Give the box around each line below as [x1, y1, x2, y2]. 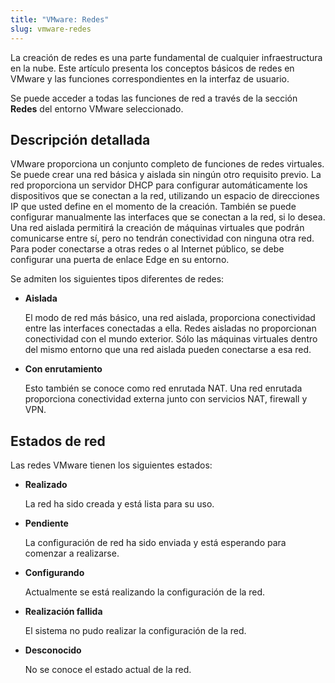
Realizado [24, 479, 68, 491]
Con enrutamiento [24, 363, 103, 375]
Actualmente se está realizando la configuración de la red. [24, 586, 266, 598]
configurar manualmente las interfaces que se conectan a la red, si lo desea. [10, 211, 326, 223]
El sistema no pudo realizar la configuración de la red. [24, 625, 247, 637]
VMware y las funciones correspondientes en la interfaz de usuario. [10, 72, 290, 85]
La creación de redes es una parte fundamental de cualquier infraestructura [10, 51, 323, 63]
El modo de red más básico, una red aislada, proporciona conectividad [24, 312, 316, 324]
